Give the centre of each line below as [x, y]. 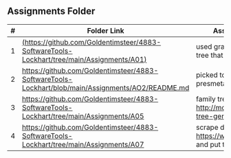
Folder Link [106, 30]
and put [208, 144]
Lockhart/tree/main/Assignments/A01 [83, 59]
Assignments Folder [51, 11]
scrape [207, 127]
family [206, 99]
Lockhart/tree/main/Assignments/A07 [83, 144]
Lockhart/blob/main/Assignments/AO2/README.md [106, 87]
